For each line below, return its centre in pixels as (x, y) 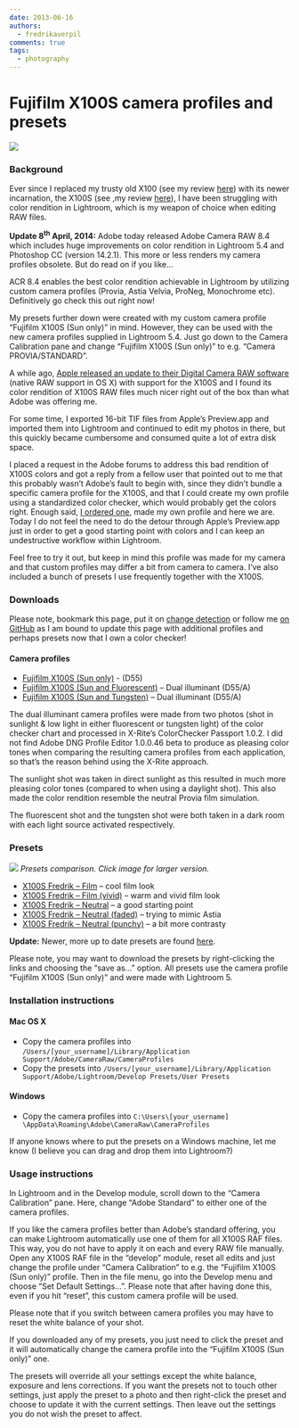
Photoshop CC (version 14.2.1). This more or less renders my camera (135, 254)
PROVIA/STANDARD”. (48, 355)
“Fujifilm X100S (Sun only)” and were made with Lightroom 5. (121, 977)
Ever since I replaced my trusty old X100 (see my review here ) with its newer (149, 189)
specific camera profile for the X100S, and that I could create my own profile (149, 492)
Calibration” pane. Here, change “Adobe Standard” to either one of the (138, 1203)
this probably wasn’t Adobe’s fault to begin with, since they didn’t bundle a (146, 483)
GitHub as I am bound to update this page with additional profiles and (137, 629)
